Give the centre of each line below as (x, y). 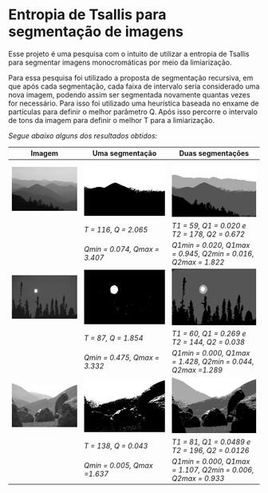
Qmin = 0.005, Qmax (118, 466)
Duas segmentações (214, 153)
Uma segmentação (124, 153)
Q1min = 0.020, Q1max (211, 245)
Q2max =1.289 (197, 370)
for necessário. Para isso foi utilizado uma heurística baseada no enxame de (134, 103)
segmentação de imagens (96, 32)
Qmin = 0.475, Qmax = (121, 357)
